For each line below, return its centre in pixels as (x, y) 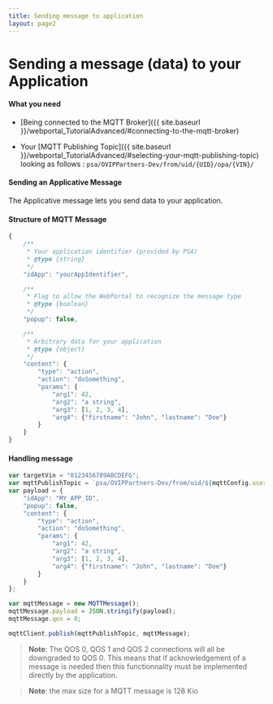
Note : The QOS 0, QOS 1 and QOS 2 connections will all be (126, 649)
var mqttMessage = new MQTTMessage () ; (74, 604)
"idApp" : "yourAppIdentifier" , (76, 274)
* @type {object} (56, 349)
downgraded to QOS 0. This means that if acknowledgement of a (137, 658)
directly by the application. (73, 675)
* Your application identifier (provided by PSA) (112, 252)
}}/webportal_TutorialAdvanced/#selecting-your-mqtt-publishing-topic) (139, 155)
